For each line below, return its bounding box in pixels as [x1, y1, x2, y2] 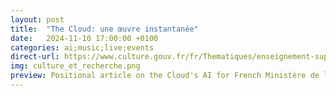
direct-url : [10, 52, 60, 62]
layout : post [10, 14, 65, 25]
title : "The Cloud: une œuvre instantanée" [10, 24, 199, 34]
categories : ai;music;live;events [10, 42, 155, 53]
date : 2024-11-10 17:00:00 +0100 [10, 33, 159, 43]
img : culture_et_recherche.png [10, 61, 141, 71]
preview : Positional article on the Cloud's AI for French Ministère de [10, 71, 320, 81]
